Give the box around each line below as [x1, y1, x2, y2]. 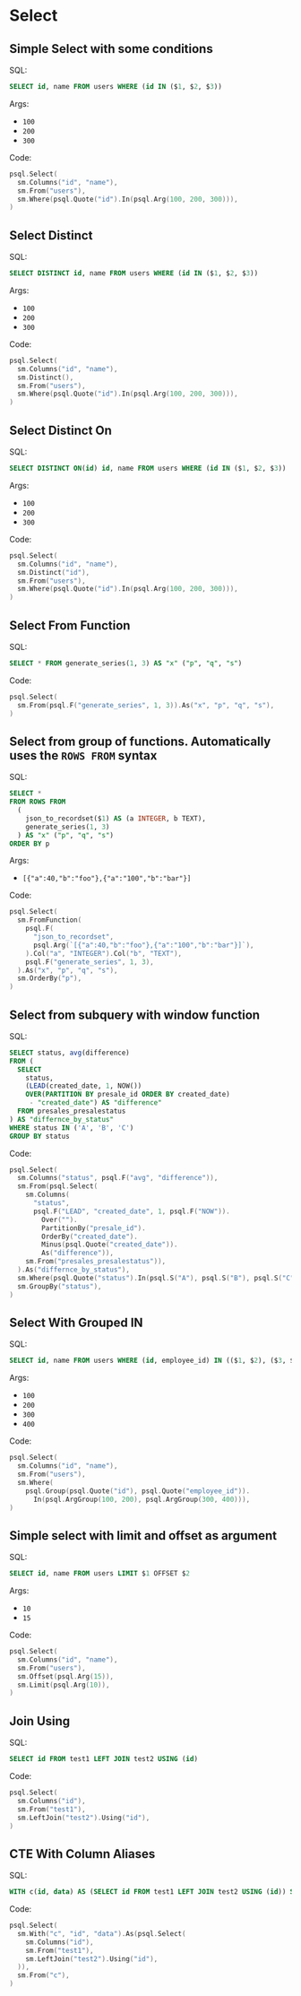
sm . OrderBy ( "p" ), [17, 974, 82, 983]
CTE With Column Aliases [9, 1846, 156, 1861]
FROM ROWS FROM [9, 797, 66, 807]
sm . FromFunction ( [17, 916, 82, 924]
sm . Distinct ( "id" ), [17, 568, 90, 577]
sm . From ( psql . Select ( [17, 1182, 99, 1191]
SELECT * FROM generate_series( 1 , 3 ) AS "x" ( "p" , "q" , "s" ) [9, 658, 243, 668]
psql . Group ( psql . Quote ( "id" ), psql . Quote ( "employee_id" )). [25, 1486, 251, 1496]
